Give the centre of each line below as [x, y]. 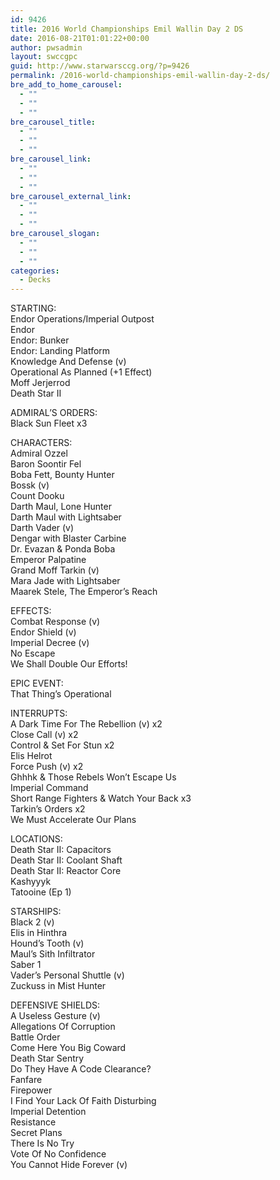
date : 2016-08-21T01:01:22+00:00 [80, 38]
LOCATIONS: [36, 839]
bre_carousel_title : [53, 122]
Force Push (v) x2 [47, 767]
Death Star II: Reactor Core [66, 871]
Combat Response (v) [55, 622]
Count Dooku [37, 496]
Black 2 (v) [32, 922]
